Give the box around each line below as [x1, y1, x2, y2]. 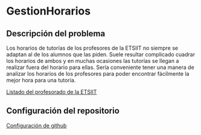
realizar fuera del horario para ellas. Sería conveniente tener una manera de [6, 64, 194, 71]
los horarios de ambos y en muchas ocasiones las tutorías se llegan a [6, 58, 179, 64]
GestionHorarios [6, 4, 91, 18]
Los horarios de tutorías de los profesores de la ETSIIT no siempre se [6, 44, 179, 51]
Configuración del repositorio [6, 106, 120, 116]
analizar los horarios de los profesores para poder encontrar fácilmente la [6, 70, 190, 77]
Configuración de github [6, 122, 67, 129]
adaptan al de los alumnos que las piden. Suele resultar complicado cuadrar [6, 51, 195, 58]
